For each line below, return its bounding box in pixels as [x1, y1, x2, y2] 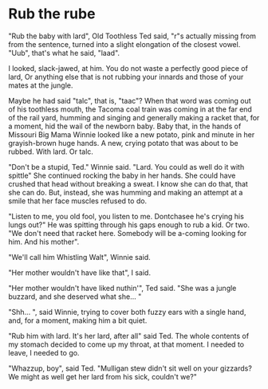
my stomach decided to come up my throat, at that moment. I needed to [8, 340, 245, 349]
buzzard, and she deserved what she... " [8, 292, 142, 301]
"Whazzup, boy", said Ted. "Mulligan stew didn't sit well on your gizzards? [8, 363, 253, 373]
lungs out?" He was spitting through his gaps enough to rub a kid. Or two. [8, 220, 250, 230]
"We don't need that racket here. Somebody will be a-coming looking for [8, 228, 247, 238]
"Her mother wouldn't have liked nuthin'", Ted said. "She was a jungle [8, 283, 237, 293]
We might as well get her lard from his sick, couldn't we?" [8, 371, 198, 381]
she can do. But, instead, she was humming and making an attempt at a [8, 187, 243, 197]
